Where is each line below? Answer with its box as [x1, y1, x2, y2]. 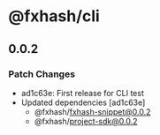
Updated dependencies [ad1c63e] [20, 97, 146, 108]
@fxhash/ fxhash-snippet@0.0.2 [34, 106, 151, 116]
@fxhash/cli [8, 6, 101, 26]
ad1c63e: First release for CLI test [20, 87, 145, 98]
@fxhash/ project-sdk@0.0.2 [34, 116, 138, 126]
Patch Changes [8, 68, 76, 80]
